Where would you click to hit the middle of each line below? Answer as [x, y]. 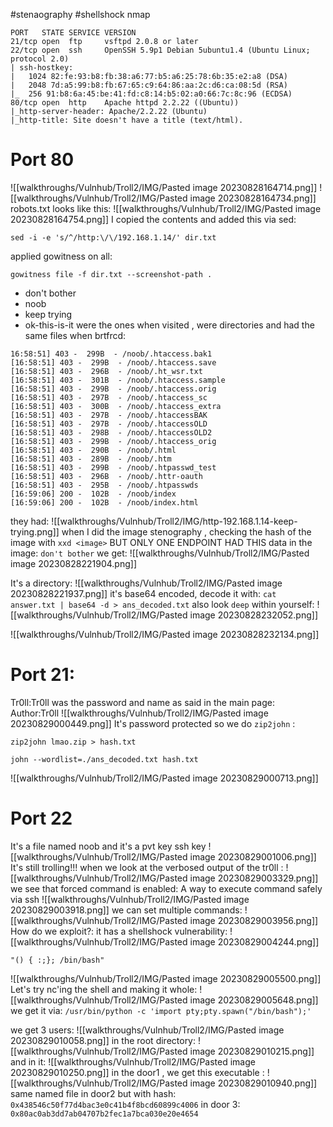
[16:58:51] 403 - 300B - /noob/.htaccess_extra [116, 406]
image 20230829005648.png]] [254, 1000]
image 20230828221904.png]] [73, 563]
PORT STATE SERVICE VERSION [73, 33]
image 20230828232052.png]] [254, 615]
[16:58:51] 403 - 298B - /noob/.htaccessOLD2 [111, 432]
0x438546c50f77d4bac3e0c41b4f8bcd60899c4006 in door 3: [125, 1104]
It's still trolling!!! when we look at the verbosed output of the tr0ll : [147, 867]
